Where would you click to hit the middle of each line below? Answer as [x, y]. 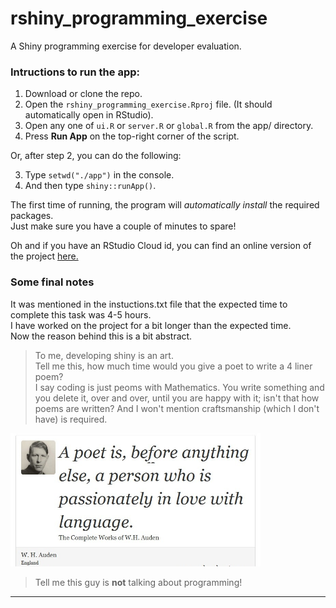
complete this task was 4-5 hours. [81, 314]
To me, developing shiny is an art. [104, 355]
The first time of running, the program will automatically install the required [165, 205]
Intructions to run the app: [75, 72]
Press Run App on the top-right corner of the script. [132, 136]
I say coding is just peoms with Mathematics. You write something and [179, 387]
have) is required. [71, 419]
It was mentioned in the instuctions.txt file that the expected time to [149, 304]
